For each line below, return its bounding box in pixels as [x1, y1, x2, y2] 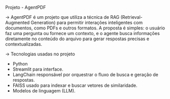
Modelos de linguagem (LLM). [12, 88, 76, 93]
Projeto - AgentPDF [5, 5, 46, 10]
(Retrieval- [120, 14, 143, 20]
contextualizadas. [5, 41, 42, 47]
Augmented [5, 20, 30, 25]
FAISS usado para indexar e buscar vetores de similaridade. [12, 82, 138, 88]
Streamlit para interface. [12, 66, 63, 72]
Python [12, 61, 28, 67]
